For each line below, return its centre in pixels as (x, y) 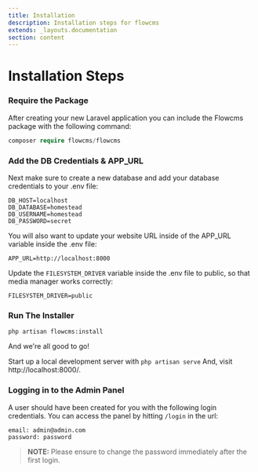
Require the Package (48, 101)
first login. (44, 459)
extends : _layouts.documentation (63, 30)
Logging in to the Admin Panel (66, 390)
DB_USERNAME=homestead (45, 214)
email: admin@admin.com (47, 430)
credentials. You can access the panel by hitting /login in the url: (113, 415)
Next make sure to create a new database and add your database (114, 177)
